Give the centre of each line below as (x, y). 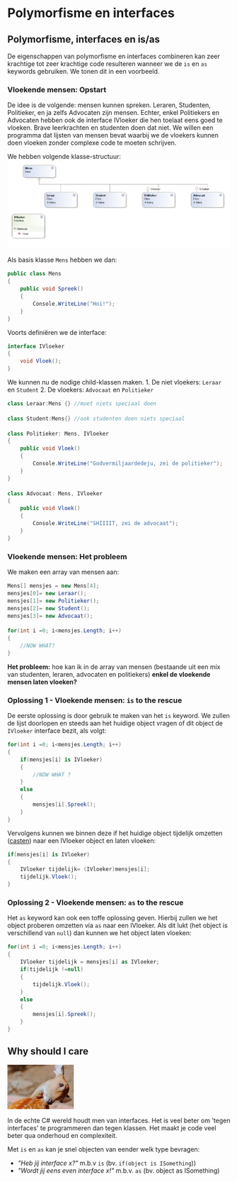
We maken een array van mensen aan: (63, 572)
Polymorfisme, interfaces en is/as (84, 39)
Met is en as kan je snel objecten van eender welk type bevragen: (104, 1149)
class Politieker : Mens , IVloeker (58, 433)
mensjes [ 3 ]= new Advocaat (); (50, 616)
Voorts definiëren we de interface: (57, 332)
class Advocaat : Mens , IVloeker (55, 493)
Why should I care (48, 1051)
